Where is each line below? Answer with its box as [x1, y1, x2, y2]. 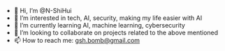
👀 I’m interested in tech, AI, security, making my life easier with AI [13, 14, 203, 22]
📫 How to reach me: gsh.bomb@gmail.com [13, 37, 140, 44]
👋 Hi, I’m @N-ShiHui [13, 7, 72, 14]
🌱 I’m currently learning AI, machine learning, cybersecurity [13, 21, 185, 29]
